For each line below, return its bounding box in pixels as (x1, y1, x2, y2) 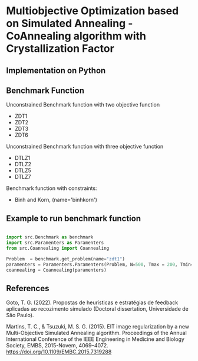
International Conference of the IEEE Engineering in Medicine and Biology (6, 336, 184, 343)
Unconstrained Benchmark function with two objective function (6, 101, 160, 108)
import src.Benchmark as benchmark (6, 234, 94, 240)
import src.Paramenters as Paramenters (6, 240, 104, 246)
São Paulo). (6, 312, 34, 319)
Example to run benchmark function (6, 213, 141, 223)
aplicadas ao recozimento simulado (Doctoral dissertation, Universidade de (6, 305, 189, 312)
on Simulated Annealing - (6, 17, 133, 30)
